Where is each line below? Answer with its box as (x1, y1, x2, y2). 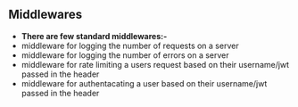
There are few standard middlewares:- (21, 30, 168, 41)
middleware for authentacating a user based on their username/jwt (21, 78, 268, 88)
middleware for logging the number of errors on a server (21, 49, 229, 61)
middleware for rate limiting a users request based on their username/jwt (21, 59, 290, 70)
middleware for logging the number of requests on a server (21, 40, 239, 51)
